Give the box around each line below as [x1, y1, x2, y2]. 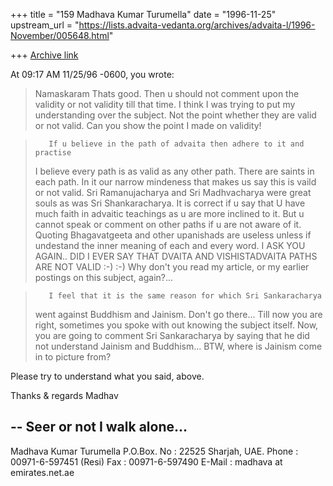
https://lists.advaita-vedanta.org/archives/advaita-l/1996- [78, 19, 316, 31]
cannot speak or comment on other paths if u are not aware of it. [34, 219, 302, 230]
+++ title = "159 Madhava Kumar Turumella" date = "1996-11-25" [10, 9, 277, 20]
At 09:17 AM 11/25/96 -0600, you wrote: [10, 69, 175, 80]
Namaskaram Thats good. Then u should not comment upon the [34, 88, 300, 99]
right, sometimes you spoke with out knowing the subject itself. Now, [34, 319, 319, 331]
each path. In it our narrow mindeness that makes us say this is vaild [34, 176, 317, 188]
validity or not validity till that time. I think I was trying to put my [34, 99, 296, 110]
